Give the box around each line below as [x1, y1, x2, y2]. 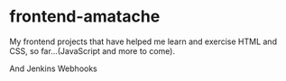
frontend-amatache [9, 6, 161, 27]
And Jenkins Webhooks [9, 63, 97, 74]
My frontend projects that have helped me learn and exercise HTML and [9, 36, 278, 47]
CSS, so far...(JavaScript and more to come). [9, 45, 176, 56]
